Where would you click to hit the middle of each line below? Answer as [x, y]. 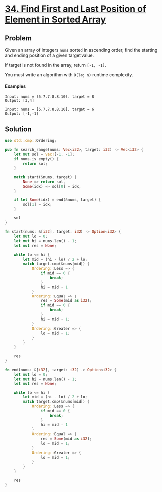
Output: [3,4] [20, 101]
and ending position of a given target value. [50, 55]
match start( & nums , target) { [45, 177]
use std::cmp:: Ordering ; [31, 141]
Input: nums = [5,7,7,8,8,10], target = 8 [50, 97]
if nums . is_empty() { [36, 159]
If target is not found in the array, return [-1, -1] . [56, 65]
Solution [18, 129]
